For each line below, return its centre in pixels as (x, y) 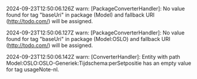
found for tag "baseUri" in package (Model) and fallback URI (81, 15)
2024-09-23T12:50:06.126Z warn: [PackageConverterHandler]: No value (96, 9)
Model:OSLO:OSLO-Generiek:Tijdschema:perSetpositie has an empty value (99, 63)
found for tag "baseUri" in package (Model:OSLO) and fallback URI (88, 39)
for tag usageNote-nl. (33, 69)
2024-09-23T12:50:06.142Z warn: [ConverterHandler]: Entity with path (93, 57)
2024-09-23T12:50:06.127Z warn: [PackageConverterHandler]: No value (96, 33)
